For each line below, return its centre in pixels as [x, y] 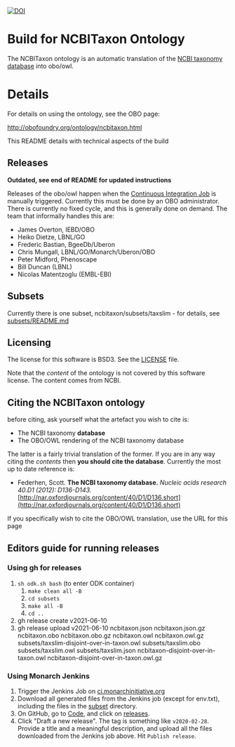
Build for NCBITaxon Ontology [96, 39]
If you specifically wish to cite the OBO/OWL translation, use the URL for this [117, 518]
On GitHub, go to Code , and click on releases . [83, 714]
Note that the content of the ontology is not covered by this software [106, 373]
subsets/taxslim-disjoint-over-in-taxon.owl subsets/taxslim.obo [109, 642]
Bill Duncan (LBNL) [45, 267]
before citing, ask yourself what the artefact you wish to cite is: [98, 419]
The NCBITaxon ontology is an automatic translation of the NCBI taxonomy [115, 58]
